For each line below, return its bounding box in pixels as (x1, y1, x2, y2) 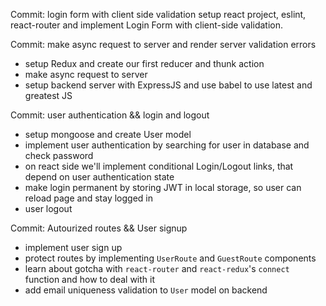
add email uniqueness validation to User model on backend (24, 284, 268, 296)
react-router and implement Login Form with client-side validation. (10, 19, 283, 31)
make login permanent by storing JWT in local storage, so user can (24, 182, 302, 193)
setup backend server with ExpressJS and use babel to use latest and (24, 79, 313, 91)
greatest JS (24, 90, 73, 101)
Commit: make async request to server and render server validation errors (10, 39, 317, 50)
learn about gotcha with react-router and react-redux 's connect (24, 263, 290, 274)
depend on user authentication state (24, 171, 175, 183)
